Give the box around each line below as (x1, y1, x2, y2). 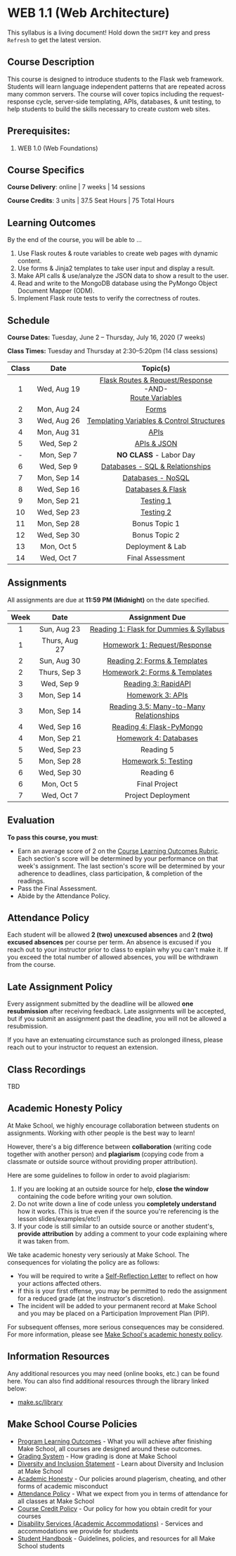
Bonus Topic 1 (132, 519, 181, 529)
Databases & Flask (125, 484, 187, 494)
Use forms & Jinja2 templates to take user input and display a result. (17, 264, 216, 272)
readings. (17, 876, 46, 885)
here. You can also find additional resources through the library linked (7, 1377, 209, 1385)
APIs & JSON (134, 438, 178, 448)
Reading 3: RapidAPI (124, 678, 192, 688)
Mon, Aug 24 (37, 405, 81, 414)
